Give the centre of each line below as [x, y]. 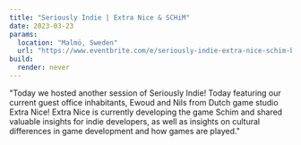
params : [24, 34]
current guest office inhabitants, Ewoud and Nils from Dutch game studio [144, 102]
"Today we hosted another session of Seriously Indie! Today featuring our [146, 93]
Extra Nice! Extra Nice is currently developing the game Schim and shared [146, 112]
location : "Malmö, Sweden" [68, 43]
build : [21, 59]
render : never [43, 68]
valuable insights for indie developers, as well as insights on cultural [135, 121]
